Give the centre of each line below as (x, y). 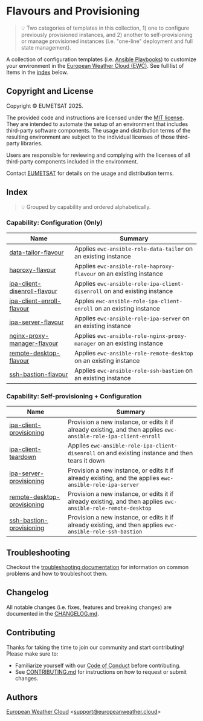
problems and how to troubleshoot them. (57, 573)
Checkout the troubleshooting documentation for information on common (98, 567)
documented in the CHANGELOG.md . (53, 613)
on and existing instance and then (145, 453)
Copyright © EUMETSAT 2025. (45, 106)
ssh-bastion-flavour (39, 374)
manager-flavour (34, 343)
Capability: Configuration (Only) (54, 223)
